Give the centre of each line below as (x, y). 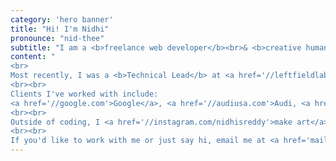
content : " (33, 57)
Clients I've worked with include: (84, 94)
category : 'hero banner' (62, 19)
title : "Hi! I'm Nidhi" (60, 29)
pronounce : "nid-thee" (57, 38)
